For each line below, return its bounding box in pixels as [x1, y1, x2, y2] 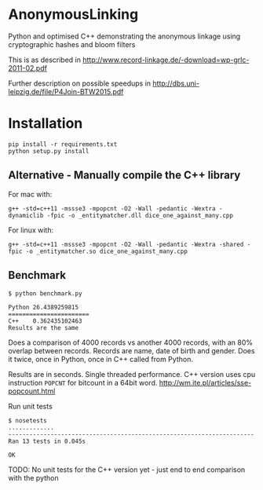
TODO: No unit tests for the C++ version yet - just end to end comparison [8, 465, 246, 474]
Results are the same [8, 324, 79, 331]
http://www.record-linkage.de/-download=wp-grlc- [82, 55, 250, 64]
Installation [8, 115, 83, 133]
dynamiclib [8, 211, 44, 219]
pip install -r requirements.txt [8, 140, 118, 148]
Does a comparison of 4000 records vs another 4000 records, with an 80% [8, 338, 254, 347]
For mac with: [8, 189, 53, 199]
